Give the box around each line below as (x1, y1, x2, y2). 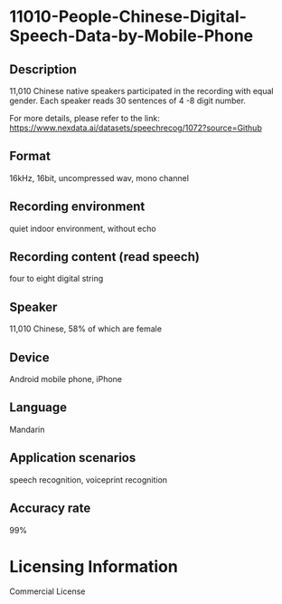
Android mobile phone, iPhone (9, 374, 123, 385)
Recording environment (9, 199, 146, 215)
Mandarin (9, 424, 45, 435)
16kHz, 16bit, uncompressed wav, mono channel (9, 172, 190, 183)
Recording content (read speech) (9, 249, 201, 264)
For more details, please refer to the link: (9, 113, 160, 123)
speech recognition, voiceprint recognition (9, 474, 168, 485)
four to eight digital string (9, 273, 104, 284)
